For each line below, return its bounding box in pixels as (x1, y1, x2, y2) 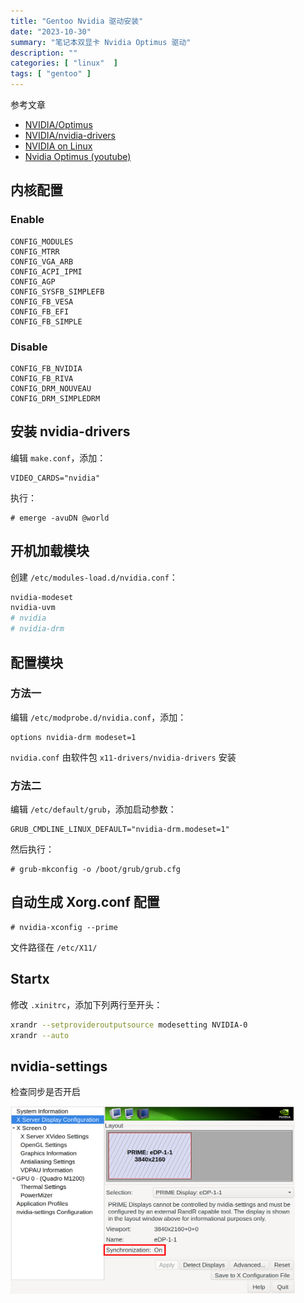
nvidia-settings (10, 1058, 108, 1075)
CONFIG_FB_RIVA (10, 373, 74, 384)
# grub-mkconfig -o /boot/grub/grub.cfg (10, 865, 182, 875)
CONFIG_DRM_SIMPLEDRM (10, 393, 101, 404)
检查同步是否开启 (10, 1086, 81, 1098)
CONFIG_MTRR (10, 246, 60, 257)
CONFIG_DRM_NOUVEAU (10, 383, 92, 394)
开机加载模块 (10, 543, 90, 560)
